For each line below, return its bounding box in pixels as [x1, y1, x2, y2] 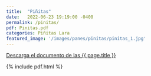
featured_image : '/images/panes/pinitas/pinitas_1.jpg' [6, 36, 146, 42]
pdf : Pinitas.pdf [6, 25, 49, 31]
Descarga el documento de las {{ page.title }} [6, 52, 116, 58]
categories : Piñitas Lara [6, 30, 70, 36]
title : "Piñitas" [6, 8, 51, 15]
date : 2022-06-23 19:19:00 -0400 [6, 14, 94, 20]
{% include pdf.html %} [6, 63, 63, 70]
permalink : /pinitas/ [6, 19, 60, 25]
